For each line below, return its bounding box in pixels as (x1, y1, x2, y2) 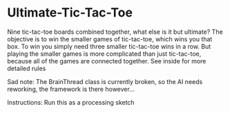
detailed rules (7, 64, 46, 72)
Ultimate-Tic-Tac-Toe (7, 5, 133, 21)
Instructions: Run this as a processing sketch (7, 98, 135, 106)
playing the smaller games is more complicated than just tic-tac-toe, (7, 50, 202, 58)
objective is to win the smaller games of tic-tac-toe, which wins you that (7, 34, 213, 43)
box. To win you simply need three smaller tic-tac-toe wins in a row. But (7, 42, 211, 50)
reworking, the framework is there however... (7, 85, 135, 93)
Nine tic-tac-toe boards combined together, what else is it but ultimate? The (7, 28, 223, 36)
